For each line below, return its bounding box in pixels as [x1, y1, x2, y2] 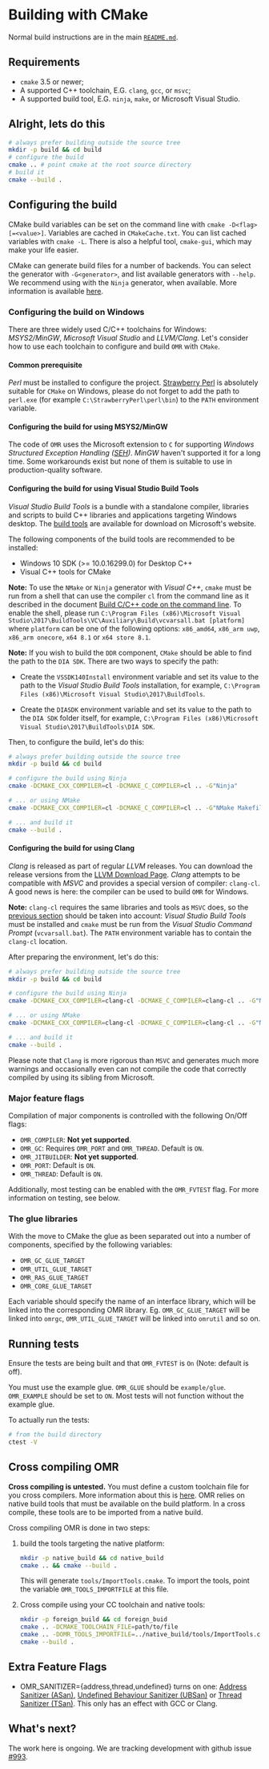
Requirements [8, 55, 80, 69]
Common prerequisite [8, 360, 82, 370]
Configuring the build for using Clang [8, 844, 134, 853]
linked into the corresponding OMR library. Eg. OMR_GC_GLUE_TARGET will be [8, 1305, 251, 1315]
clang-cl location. [8, 936, 68, 946]
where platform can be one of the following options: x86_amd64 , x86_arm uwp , [8, 623, 260, 633]
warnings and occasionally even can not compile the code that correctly [8, 1064, 247, 1073]
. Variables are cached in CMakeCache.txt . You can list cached [43, 227, 247, 238]
